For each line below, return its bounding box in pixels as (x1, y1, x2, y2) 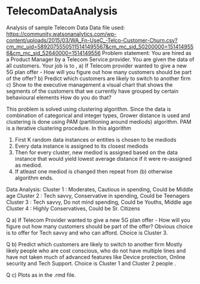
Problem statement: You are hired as (101, 49, 192, 56)
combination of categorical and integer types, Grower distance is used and (6, 112, 190, 119)
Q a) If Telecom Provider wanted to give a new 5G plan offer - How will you (6, 216, 190, 224)
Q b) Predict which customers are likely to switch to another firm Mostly (6, 240, 183, 248)
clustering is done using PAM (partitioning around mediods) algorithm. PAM (6, 118, 192, 125)
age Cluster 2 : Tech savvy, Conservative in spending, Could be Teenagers (6, 192, 190, 199)
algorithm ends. (14, 174, 54, 181)
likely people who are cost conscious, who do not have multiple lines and (6, 247, 186, 254)
